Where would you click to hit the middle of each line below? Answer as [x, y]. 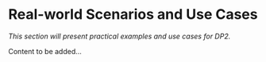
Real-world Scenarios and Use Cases [133, 15]
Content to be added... [45, 51]
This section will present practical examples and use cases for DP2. [120, 36]
